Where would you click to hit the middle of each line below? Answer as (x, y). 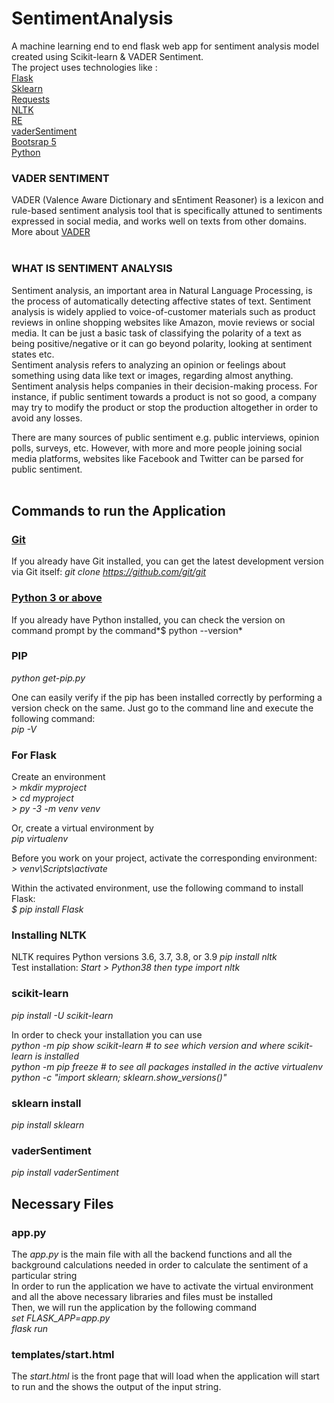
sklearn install (46, 1103)
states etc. (33, 354)
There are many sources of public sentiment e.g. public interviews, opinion (165, 437)
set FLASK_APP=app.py (61, 1318)
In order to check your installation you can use (107, 1034)
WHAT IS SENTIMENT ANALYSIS (92, 269)
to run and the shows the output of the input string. (116, 1387)
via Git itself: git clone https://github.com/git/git (109, 572)
